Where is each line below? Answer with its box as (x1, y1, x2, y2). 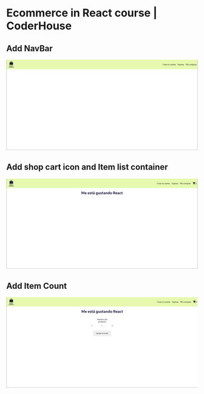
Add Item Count (6, 280, 67, 291)
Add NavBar (6, 43, 53, 54)
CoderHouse (6, 19, 72, 33)
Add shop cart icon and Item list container (6, 162, 168, 173)
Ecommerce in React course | (6, 6, 158, 20)
